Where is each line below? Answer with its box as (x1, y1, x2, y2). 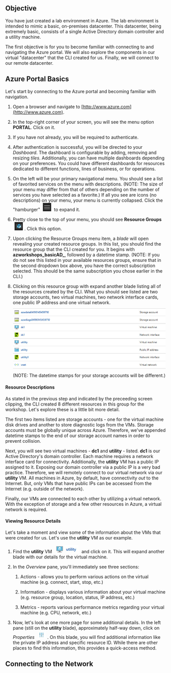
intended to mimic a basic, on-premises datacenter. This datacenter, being (5, 23, 162, 29)
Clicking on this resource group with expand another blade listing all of (12, 283, 161, 289)
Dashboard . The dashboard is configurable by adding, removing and (12, 149, 157, 155)
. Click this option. (24, 225, 62, 231)
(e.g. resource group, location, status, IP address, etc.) (20, 594, 135, 600)
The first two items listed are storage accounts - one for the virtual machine (5, 416, 164, 422)
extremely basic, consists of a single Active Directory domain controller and (5, 28, 164, 35)
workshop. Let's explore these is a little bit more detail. (5, 406, 120, 412)
